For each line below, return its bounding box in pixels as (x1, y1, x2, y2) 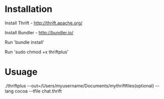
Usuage (5, 66, 38, 78)
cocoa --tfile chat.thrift (15, 88, 62, 94)
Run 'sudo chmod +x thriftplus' (5, 49, 69, 55)
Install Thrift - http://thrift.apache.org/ (5, 20, 83, 26)
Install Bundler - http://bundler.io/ (5, 29, 74, 35)
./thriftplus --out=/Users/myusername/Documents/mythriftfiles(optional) (5, 83, 154, 89)
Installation (5, 3, 53, 15)
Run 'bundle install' (5, 39, 45, 45)
